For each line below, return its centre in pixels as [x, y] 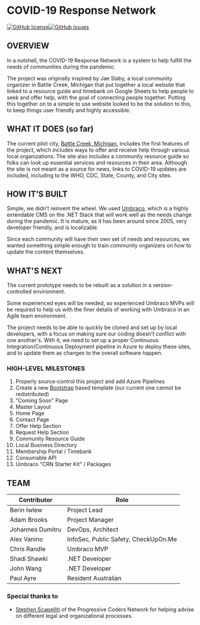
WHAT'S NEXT [35, 271]
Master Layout [33, 407]
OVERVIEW [28, 46]
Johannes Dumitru [36, 530]
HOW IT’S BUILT [37, 194]
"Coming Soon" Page [41, 401]
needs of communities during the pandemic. [61, 67]
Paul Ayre [23, 578]
